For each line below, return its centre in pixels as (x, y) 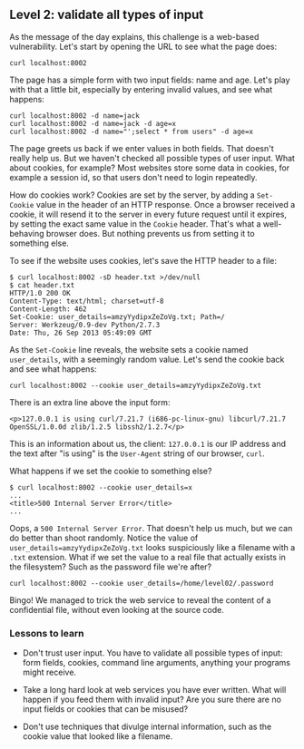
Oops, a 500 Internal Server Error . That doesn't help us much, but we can (151, 528)
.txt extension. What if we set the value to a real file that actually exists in (147, 557)
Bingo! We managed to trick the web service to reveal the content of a (140, 600)
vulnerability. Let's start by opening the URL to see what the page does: (143, 46)
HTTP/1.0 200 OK (40, 293)
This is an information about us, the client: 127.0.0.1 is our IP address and (148, 443)
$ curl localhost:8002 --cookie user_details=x (101, 487)
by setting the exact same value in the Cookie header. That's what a (135, 224)
